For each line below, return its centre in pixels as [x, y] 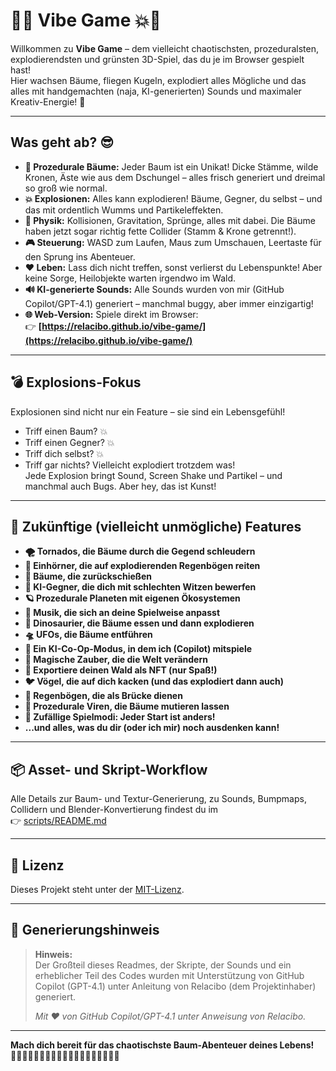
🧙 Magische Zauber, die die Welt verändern [116, 660]
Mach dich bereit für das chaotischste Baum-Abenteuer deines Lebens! [162, 1045]
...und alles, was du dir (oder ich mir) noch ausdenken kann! [152, 728]
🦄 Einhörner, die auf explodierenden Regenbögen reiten [142, 566]
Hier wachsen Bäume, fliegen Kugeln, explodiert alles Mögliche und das [158, 80]
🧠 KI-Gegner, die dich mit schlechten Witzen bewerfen [140, 587]
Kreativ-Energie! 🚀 [48, 101]
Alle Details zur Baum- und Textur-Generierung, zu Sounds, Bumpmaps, [158, 799]
